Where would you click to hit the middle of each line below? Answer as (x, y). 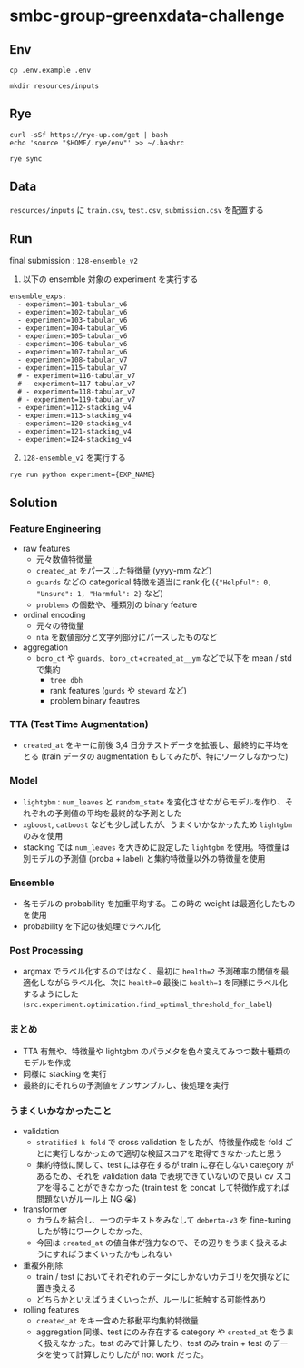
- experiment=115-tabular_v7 (73, 368)
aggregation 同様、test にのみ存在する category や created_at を (157, 1332)
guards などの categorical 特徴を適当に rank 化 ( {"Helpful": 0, (154, 582)
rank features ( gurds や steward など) (118, 691)
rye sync (26, 159)
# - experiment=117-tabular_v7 (77, 384)
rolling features (51, 1309)
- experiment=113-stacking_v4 (74, 416)
